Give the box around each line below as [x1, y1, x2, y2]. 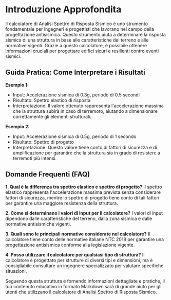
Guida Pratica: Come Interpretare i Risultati [5, 68, 145, 77]
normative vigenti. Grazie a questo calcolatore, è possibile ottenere [5, 42, 147, 48]
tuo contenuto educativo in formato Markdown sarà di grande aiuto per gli [5, 283, 162, 289]
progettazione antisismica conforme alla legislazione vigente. [5, 242, 135, 248]
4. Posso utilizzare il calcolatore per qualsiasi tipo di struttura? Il [5, 251, 145, 257]
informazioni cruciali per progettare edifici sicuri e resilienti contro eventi [5, 48, 159, 54]
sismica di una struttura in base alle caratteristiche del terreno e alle [5, 37, 149, 43]
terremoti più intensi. [12, 155, 57, 161]
